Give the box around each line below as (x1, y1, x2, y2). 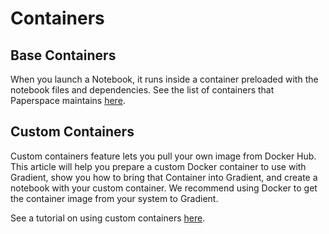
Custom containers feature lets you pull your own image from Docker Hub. (10, 150, 317, 162)
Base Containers (10, 47, 117, 64)
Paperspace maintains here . (10, 95, 126, 106)
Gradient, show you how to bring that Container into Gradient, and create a (10, 171, 318, 183)
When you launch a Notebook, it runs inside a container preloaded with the (10, 73, 319, 85)
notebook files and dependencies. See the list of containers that (10, 84, 275, 96)
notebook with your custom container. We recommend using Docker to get (10, 182, 318, 194)
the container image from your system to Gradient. (10, 192, 219, 204)
